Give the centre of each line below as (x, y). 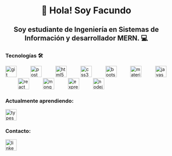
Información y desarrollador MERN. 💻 (86, 38)
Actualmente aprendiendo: (40, 101)
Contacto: (18, 131)
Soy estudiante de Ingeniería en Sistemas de (86, 30)
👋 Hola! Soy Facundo (86, 11)
